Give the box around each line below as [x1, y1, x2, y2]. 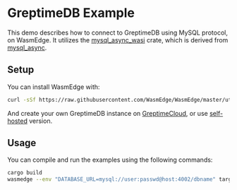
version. [29, 117, 53, 125]
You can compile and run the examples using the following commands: [7, 155, 213, 164]
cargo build [7, 170, 42, 177]
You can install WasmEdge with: [7, 83, 100, 91]
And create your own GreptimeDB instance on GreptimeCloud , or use [7, 109, 208, 117]
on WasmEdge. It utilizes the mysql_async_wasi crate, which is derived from [7, 35, 229, 44]
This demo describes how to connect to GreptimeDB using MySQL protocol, [7, 28, 228, 37]
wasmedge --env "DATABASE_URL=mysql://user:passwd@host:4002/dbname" [7, 176, 217, 183]
